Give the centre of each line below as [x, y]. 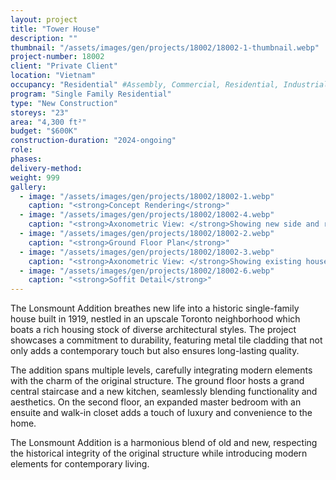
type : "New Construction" [64, 103]
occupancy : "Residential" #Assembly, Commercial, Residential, [145, 85]
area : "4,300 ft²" [48, 122]
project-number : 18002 [57, 57]
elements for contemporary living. [80, 464]
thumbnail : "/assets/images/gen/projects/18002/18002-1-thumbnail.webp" [165, 47]
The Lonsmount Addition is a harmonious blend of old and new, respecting [164, 443]
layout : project [44, 19]
